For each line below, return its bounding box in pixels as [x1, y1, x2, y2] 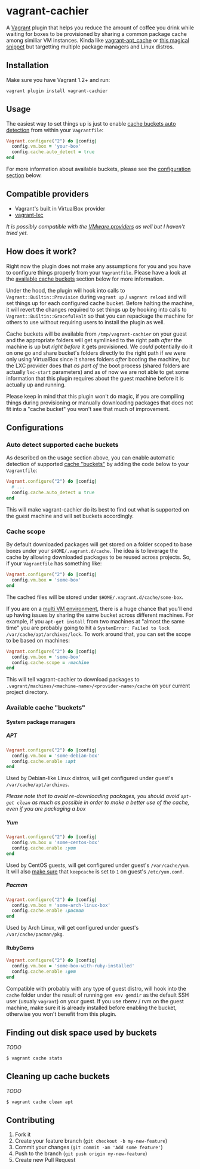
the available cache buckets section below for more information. [6, 275, 164, 282]
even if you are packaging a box [6, 805, 86, 812]
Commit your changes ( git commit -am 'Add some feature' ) [14, 1144, 163, 1151]
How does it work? [6, 246, 77, 257]
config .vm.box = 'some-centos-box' [11, 839, 100, 846]
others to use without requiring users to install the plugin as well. [6, 318, 165, 325]
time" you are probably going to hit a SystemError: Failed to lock [6, 624, 170, 631]
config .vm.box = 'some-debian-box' [11, 753, 100, 759]
